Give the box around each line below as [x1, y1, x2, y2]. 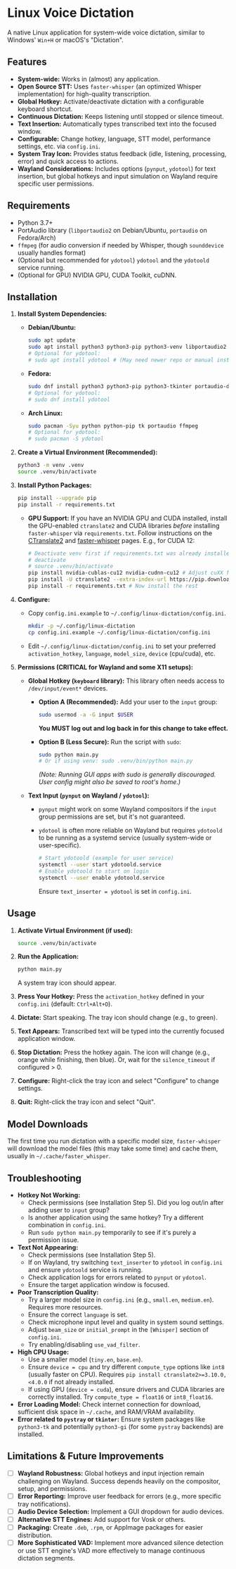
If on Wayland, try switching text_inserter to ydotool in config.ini [27, 1257, 223, 1267]
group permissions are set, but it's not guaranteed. [38, 812, 185, 821]
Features [7, 56, 47, 68]
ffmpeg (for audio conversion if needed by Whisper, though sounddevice [17, 241, 224, 249]
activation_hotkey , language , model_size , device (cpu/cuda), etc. [27, 649, 216, 658]
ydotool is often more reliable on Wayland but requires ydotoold [38, 826, 223, 835]
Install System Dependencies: [17, 309, 107, 318]
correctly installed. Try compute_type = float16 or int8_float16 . [27, 1392, 214, 1401]
